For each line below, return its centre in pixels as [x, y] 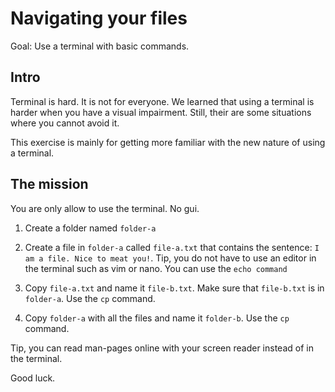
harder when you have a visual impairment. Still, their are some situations [161, 112]
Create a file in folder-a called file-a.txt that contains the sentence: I [172, 247]
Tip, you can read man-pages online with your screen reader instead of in [162, 348]
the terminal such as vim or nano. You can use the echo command [156, 268]
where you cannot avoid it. [65, 123]
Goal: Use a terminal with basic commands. [100, 46]
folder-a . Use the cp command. [90, 298]
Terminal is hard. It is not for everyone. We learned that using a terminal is [162, 101]
